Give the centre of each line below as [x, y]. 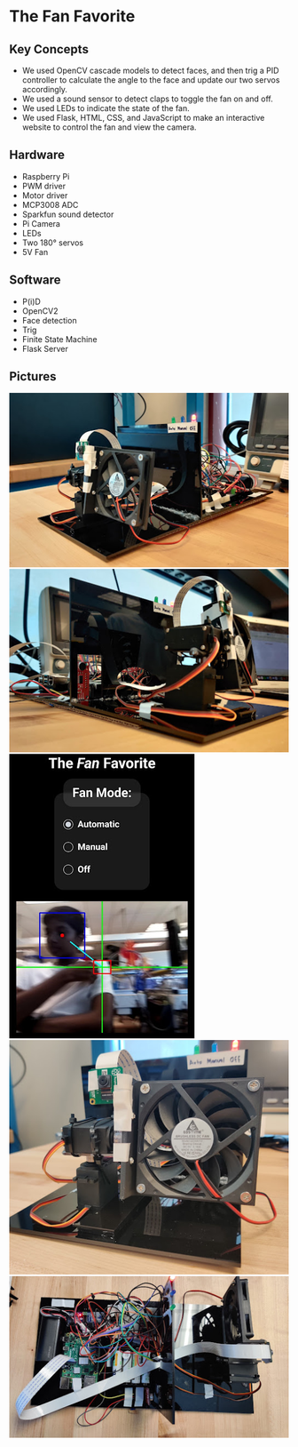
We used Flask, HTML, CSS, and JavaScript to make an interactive [143, 118]
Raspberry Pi [46, 176]
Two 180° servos [53, 243]
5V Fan [35, 252]
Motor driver [45, 195]
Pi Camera [41, 223]
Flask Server [45, 348]
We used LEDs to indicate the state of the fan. [106, 108]
